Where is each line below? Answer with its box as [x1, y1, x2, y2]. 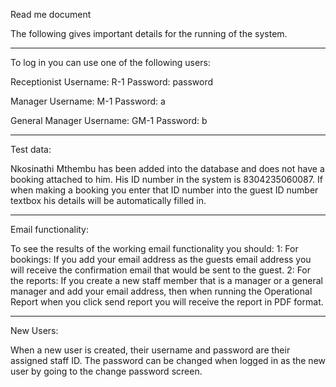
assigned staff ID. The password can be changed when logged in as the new [10, 355, 327, 366]
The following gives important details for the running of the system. [10, 28, 288, 39]
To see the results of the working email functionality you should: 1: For [10, 243, 299, 254]
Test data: [10, 144, 52, 155]
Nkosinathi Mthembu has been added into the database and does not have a [10, 163, 325, 174]
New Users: [10, 325, 59, 336]
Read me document [10, 9, 92, 20]
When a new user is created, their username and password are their [10, 344, 291, 356]
